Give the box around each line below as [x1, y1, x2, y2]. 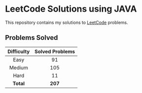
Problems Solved [5, 34, 58, 42]
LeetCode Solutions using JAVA [5, 3, 137, 15]
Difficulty [7, 48, 30, 55]
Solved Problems [34, 48, 75, 55]
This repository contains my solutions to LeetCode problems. [5, 19, 128, 25]
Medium [9, 64, 28, 71]
